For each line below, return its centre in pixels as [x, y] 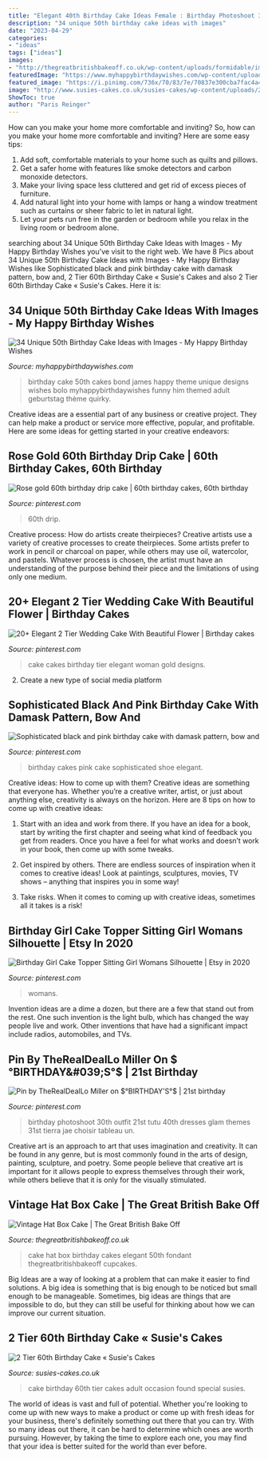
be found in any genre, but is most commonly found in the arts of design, [128, 1155]
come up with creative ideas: [56, 809]
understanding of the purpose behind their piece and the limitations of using [134, 568]
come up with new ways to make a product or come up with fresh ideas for [132, 1412]
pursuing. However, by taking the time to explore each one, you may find [128, 1437]
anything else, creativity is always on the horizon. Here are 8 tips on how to [132, 800]
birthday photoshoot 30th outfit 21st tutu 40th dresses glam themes [139, 1122]
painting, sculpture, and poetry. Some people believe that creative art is [126, 1163]
